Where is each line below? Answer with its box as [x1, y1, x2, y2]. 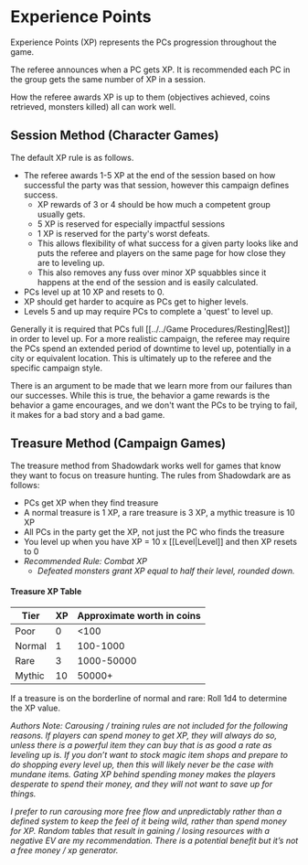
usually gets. [37, 208, 86, 219]
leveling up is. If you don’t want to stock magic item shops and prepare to [10, 749, 289, 760]
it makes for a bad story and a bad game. [10, 409, 165, 420]
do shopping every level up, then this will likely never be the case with [10, 759, 273, 770]
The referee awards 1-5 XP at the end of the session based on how [23, 169, 276, 180]
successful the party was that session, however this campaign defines [23, 179, 290, 190]
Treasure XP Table [10, 586, 82, 597]
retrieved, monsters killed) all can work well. [10, 101, 176, 112]
